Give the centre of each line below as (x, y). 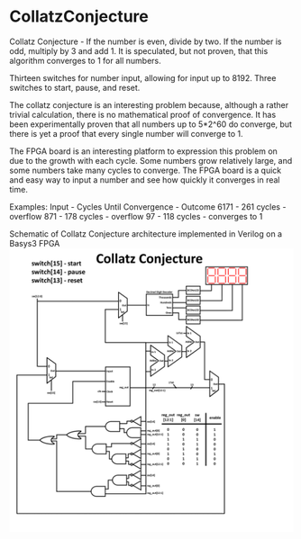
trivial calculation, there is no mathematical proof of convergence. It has (143, 114)
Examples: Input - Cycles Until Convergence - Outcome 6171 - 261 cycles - (148, 207)
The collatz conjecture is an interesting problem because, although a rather (149, 104)
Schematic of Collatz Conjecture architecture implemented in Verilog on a (146, 234)
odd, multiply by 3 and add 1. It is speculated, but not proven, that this (139, 50)
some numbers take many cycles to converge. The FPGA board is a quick (146, 170)
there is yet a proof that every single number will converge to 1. (126, 133)
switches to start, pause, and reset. (75, 87)
